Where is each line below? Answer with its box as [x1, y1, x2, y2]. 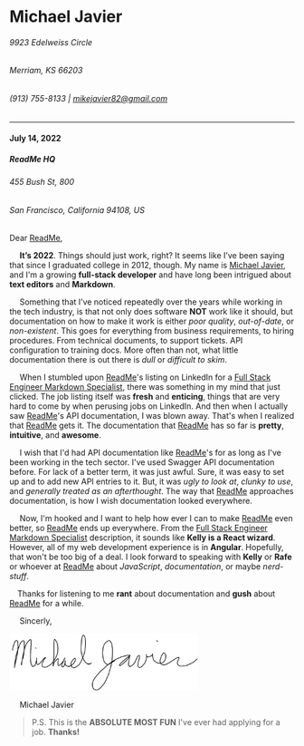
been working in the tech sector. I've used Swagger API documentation [9, 457, 275, 468]
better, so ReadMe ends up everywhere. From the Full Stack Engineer [9, 523, 269, 534]
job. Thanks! [31, 727, 80, 738]
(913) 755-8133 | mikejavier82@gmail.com [9, 93, 168, 103]
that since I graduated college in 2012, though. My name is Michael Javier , [9, 260, 287, 271]
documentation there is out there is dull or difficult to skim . [9, 354, 228, 365]
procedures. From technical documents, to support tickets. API [9, 335, 243, 346]
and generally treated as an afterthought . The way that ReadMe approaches [9, 486, 294, 497]
